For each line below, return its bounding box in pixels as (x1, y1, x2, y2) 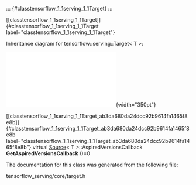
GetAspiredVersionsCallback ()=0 (6, 150, 91, 157)
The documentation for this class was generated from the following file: (6, 161, 178, 168)
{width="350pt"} (116, 101, 156, 108)
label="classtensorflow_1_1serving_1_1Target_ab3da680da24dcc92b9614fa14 (6, 138, 190, 144)
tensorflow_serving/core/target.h (6, 173, 86, 179)
